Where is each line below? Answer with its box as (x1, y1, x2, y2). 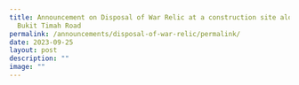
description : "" (9, 54, 69, 63)
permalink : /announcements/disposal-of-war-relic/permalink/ (9, 29, 241, 38)
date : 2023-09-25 (9, 37, 74, 47)
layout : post (9, 46, 58, 55)
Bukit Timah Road (17, 21, 82, 30)
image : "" (9, 63, 46, 72)
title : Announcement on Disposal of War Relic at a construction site (9, 12, 277, 22)
